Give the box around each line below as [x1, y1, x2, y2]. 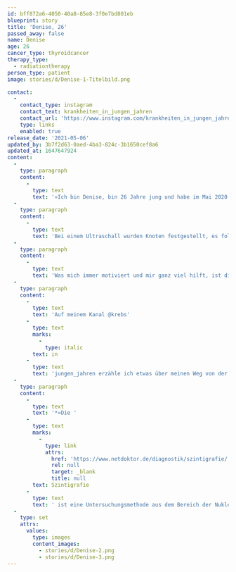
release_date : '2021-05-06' [7, 135, 90, 142]
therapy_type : [7, 56, 49, 63]
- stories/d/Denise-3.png [38, 554, 114, 561]
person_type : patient [7, 69, 71, 76]
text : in [32, 350, 58, 358]
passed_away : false [7, 30, 65, 37]
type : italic [44, 344, 83, 351]
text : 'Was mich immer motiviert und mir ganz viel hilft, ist [32, 272, 221, 279]
